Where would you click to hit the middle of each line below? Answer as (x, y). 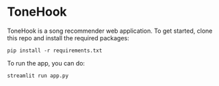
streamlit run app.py (38, 76)
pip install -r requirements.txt (55, 51)
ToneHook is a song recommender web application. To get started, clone (110, 31)
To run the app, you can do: (46, 63)
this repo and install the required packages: (68, 38)
